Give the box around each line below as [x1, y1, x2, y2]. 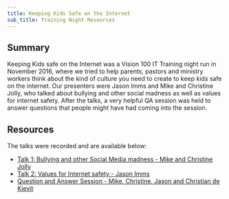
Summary [7, 42, 50, 54]
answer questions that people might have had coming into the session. [7, 104, 208, 112]
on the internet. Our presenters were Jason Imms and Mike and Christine [7, 82, 214, 90]
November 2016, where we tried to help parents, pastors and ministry [7, 67, 204, 75]
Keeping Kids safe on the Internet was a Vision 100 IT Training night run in [7, 60, 217, 69]
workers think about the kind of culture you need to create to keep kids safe [7, 75, 222, 83]
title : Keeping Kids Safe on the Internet [7, 10, 131, 17]
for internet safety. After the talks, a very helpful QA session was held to [7, 97, 211, 105]
